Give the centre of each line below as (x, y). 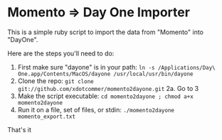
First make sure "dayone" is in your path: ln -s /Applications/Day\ (116, 67)
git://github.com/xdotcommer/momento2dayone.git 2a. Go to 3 (108, 88)
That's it (20, 129)
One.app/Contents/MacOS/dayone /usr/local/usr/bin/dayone (105, 74)
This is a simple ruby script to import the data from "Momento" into (106, 32)
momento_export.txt (47, 117)
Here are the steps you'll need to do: (61, 53)
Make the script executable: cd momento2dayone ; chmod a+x (105, 96)
